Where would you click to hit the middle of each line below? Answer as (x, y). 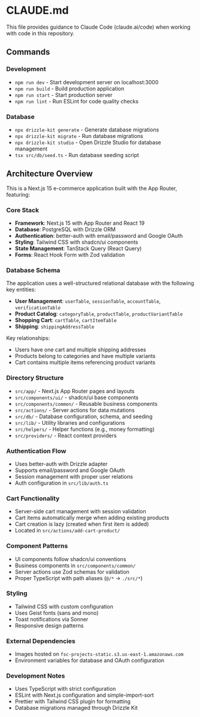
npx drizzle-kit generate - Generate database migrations (87, 130)
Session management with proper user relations (74, 476)
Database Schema (33, 270)
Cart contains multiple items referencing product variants (85, 363)
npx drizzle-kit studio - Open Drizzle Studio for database (88, 142)
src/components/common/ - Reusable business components (86, 403)
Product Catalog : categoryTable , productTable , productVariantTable (99, 314)
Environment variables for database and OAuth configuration (90, 660)
